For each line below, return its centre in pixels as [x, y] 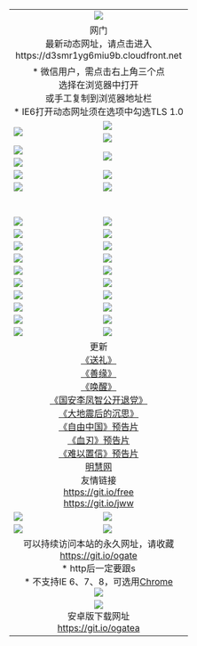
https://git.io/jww [99, 503]
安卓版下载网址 [98, 616]
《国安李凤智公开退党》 [98, 400]
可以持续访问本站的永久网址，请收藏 [98, 544]
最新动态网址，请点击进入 [98, 44]
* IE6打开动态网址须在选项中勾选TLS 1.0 [98, 111]
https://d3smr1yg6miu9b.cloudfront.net [98, 55]
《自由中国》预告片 [98, 427]
